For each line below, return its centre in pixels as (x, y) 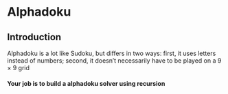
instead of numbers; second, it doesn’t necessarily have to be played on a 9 (114, 61)
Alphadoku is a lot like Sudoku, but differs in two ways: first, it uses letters (112, 53)
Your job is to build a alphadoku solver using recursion (86, 83)
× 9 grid (18, 68)
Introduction (34, 37)
